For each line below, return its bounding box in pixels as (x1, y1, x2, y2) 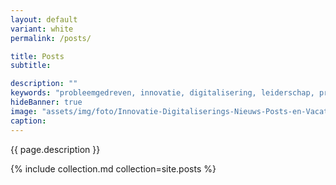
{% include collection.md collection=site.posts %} (10, 162, 217, 175)
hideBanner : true (10, 97, 83, 107)
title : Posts (10, 51, 65, 61)
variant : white (10, 24, 74, 34)
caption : (10, 116, 47, 126)
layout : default (10, 14, 78, 25)
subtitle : (10, 61, 52, 71)
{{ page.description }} (10, 143, 101, 155)
